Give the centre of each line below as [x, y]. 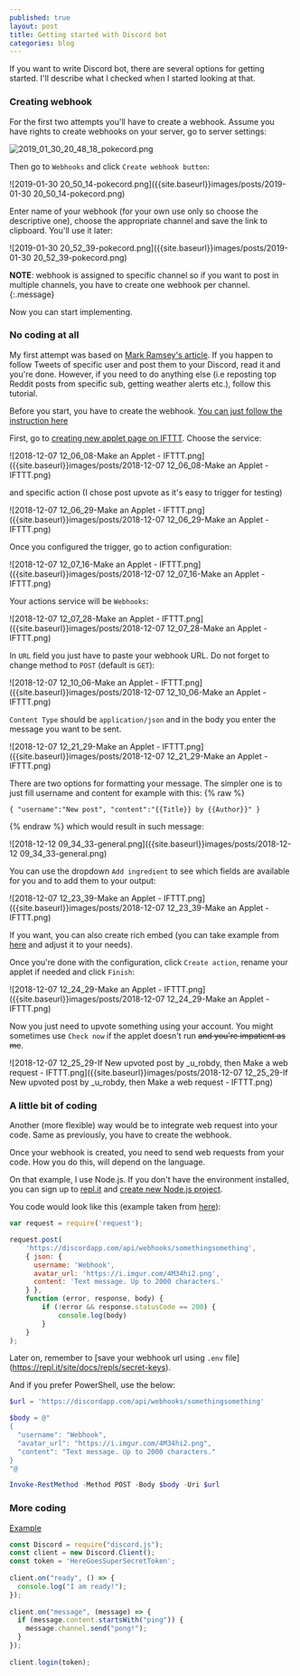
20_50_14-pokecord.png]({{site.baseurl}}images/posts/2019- [173, 184]
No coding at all [44, 335]
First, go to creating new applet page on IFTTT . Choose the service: [136, 438]
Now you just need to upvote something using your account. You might [141, 1026]
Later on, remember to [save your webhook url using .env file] [125, 1358]
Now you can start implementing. [71, 311]
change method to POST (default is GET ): [82, 665]
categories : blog [42, 43]
